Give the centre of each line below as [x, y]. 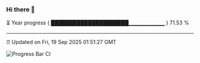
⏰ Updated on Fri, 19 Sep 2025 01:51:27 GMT [61, 42]
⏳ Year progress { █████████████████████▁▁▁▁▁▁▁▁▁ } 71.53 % [98, 23]
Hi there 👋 [21, 10]
